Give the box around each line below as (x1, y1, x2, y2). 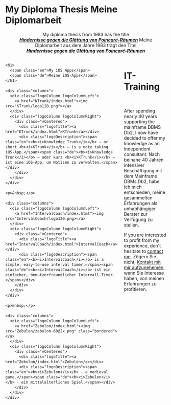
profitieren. (124, 286, 147, 292)
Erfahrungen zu (124, 280, 157, 287)
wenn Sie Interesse (124, 269, 164, 276)
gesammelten (124, 194, 153, 200)
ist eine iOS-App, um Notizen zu (5, 160, 77, 165)
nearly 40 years (124, 113, 157, 119)
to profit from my (124, 237, 160, 243)
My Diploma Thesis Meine (5, 4, 118, 15)
